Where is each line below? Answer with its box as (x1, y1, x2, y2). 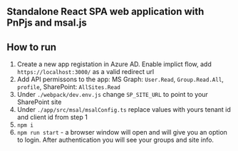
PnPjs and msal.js (6, 17, 87, 29)
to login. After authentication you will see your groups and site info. (16, 135, 214, 145)
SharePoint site (16, 98, 62, 106)
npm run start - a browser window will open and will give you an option (16, 128, 227, 137)
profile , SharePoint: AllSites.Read (16, 83, 120, 91)
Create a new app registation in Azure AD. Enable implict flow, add (16, 60, 212, 68)
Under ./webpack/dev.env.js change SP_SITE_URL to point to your (16, 90, 208, 99)
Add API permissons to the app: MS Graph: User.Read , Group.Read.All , (16, 75, 224, 84)
